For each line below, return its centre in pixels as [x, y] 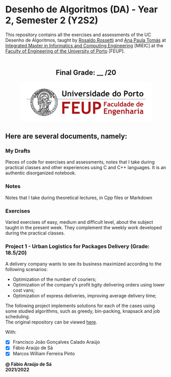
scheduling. [18, 317]
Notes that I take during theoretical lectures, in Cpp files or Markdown [79, 198]
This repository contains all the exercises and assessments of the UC [78, 34]
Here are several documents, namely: [66, 137]
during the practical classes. [35, 233]
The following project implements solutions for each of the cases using [80, 306]
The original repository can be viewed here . [51, 322]
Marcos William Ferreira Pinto [44, 354]
